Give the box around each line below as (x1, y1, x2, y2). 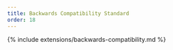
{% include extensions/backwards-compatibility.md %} (7, 35, 166, 43)
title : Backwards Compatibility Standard (7, 10, 130, 17)
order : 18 (7, 16, 36, 23)
